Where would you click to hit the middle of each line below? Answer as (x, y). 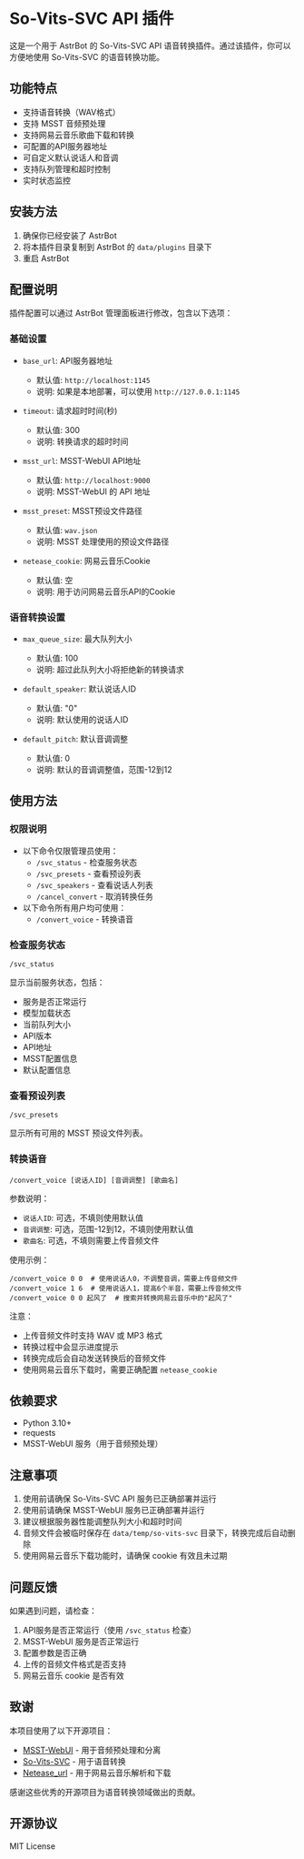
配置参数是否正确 (54, 1652)
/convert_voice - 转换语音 (85, 919)
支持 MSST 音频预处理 (64, 123)
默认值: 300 (58, 429)
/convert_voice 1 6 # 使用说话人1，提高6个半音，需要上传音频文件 (126, 1288)
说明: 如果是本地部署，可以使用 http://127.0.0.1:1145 (138, 391)
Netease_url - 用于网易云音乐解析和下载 (97, 1773)
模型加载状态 (46, 1013)
